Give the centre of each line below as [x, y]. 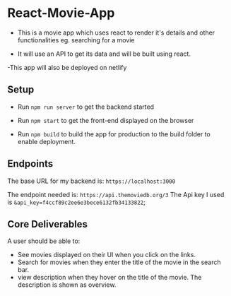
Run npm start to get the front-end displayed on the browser [106, 120]
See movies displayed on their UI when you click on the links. [107, 255]
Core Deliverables [48, 224]
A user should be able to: [44, 241]
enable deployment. [47, 141]
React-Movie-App [61, 13]
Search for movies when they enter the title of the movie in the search [119, 262]
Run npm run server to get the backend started [85, 107]
